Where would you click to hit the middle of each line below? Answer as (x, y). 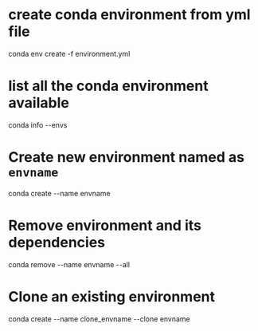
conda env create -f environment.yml (69, 53)
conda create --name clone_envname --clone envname (100, 319)
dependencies (57, 242)
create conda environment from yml (129, 15)
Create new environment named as (127, 158)
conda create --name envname (59, 193)
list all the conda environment (108, 86)
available (39, 103)
